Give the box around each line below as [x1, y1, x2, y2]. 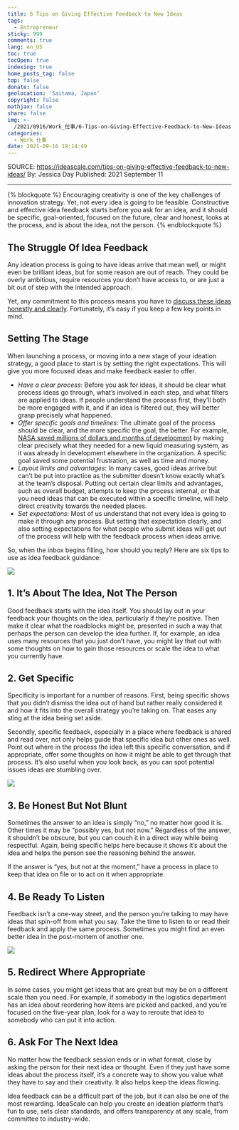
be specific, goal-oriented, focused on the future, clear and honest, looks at [7, 213, 230, 222]
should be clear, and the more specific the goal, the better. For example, [17, 425, 229, 435]
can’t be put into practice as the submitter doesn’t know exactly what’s [17, 471, 225, 480]
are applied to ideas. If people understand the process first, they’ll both [17, 395, 226, 404]
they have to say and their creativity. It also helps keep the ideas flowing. [7, 1077, 221, 1087]
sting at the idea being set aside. [7, 714, 103, 722]
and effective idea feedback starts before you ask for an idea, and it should [7, 206, 228, 214]
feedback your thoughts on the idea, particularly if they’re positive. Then [7, 613, 220, 622]
